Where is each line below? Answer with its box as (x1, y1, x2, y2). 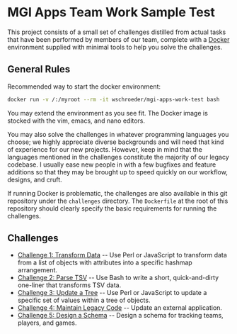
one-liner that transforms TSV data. (17, 281, 122, 289)
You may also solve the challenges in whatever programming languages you (7, 130, 229, 138)
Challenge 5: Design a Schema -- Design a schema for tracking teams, (17, 311, 224, 320)
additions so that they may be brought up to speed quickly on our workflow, (7, 167, 228, 176)
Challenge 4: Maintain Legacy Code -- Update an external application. (17, 304, 223, 312)
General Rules (7, 63, 71, 75)
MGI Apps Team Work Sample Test (7, 4, 216, 21)
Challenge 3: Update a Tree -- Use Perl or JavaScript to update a (17, 289, 207, 297)
